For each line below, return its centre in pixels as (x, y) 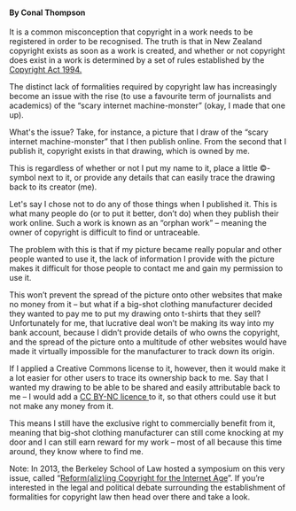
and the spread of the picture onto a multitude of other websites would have (148, 342)
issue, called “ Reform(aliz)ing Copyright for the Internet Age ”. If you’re (137, 478)
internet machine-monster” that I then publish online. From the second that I (148, 142)
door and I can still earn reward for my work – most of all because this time (145, 442)
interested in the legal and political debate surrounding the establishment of (148, 488)
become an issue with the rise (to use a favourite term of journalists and (140, 97)
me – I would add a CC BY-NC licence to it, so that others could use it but (143, 397)
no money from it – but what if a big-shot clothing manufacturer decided (141, 305)
